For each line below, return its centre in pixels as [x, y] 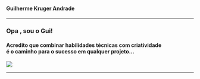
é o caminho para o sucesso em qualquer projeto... [70, 51]
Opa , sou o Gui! [29, 31]
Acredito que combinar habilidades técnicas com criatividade [84, 45]
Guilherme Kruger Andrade [40, 8]
